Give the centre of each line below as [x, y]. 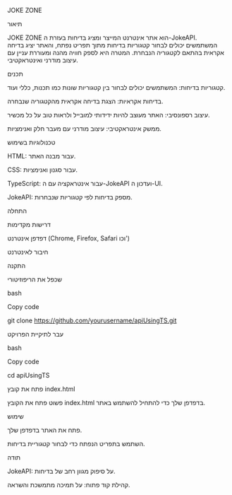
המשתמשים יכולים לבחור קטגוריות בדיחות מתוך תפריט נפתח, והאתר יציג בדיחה [112, 45]
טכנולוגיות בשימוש [31, 142]
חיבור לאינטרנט [28, 252]
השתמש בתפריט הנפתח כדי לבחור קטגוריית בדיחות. [77, 444]
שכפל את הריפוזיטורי [35, 279]
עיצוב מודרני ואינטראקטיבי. [43, 60]
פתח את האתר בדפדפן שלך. [45, 430]
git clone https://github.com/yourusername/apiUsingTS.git [92, 320]
